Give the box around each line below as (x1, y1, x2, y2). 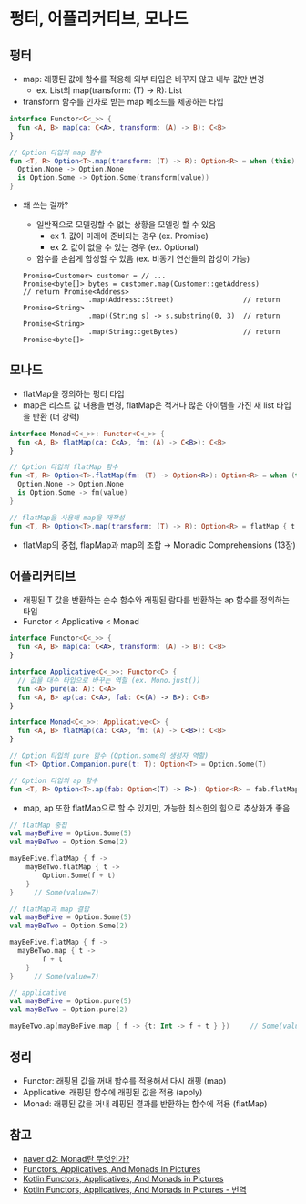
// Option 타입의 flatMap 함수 (9, 463, 118, 472)
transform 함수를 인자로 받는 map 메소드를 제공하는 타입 (22, 97, 225, 107)
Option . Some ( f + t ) (42, 871, 117, 880)
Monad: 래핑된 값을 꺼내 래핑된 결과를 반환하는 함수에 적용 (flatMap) (22, 1097, 268, 1109)
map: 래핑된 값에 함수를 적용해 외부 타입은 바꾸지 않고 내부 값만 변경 (22, 74, 265, 84)
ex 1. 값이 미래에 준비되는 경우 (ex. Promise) (49, 230, 209, 241)
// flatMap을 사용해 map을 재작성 (9, 513, 126, 522)
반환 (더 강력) (32, 411, 80, 422)
